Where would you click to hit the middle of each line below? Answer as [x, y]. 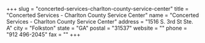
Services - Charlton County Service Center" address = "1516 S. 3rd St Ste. [100, 21]
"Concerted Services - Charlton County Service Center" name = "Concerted [103, 15]
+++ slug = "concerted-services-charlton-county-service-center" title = [98, 9]
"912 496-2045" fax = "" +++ [43, 35]
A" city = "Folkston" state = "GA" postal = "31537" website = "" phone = [97, 28]
